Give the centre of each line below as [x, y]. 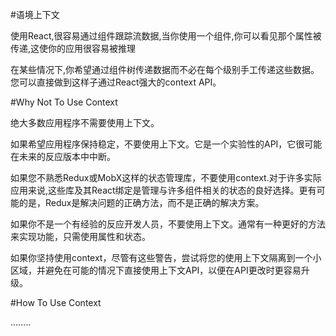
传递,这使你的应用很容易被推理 [73, 48]
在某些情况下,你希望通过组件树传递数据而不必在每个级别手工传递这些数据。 [165, 69]
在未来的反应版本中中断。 [63, 156]
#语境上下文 [35, 14]
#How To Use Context [56, 302]
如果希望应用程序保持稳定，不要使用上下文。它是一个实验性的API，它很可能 [166, 144]
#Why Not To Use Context [64, 102]
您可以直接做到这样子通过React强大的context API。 [116, 82]
